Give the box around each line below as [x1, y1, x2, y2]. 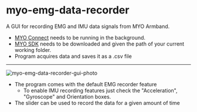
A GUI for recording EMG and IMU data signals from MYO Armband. [6, 23, 170, 30]
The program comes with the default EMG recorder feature [14, 80, 157, 87]
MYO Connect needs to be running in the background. [14, 34, 145, 41]
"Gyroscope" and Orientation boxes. [23, 93, 111, 100]
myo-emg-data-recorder [6, 3, 130, 17]
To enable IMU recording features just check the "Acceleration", [23, 87, 178, 94]
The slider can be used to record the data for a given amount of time [14, 99, 180, 106]
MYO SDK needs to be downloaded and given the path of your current [14, 40, 185, 47]
